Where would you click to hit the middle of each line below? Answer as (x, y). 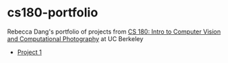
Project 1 (29, 52)
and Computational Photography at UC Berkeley (75, 38)
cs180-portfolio (53, 13)
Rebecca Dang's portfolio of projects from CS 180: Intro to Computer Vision (114, 32)
